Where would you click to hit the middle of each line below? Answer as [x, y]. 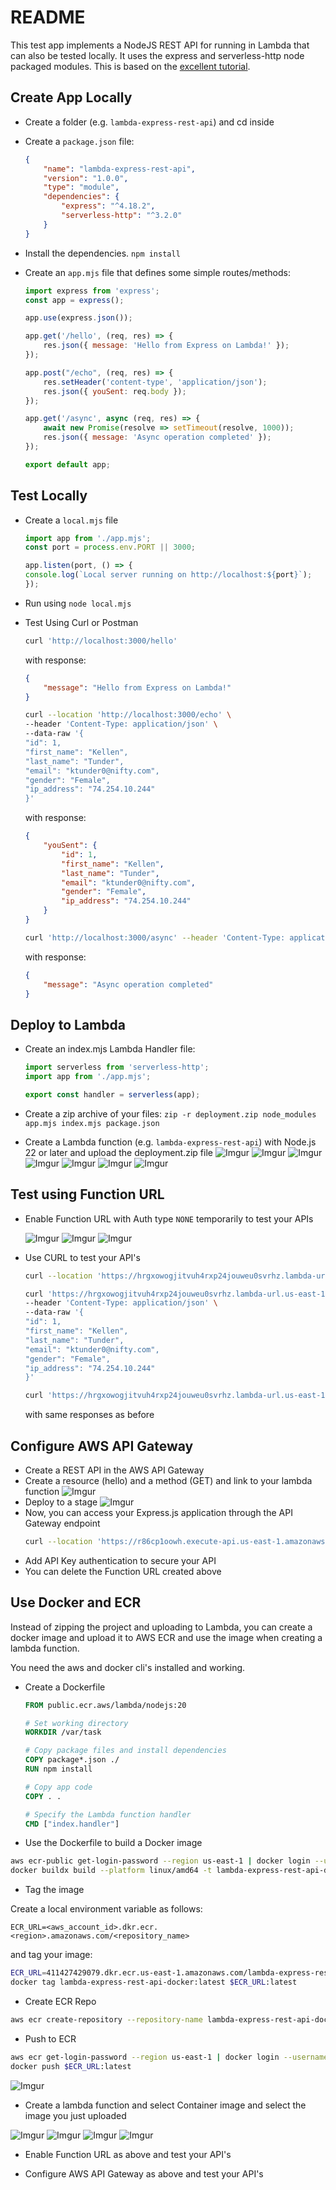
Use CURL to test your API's [82, 1257]
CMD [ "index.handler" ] [72, 1824]
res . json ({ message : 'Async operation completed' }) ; [157, 437]
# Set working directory [76, 1723]
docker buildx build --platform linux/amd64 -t [111, 1871]
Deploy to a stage [61, 1502]
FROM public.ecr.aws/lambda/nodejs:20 [105, 1705]
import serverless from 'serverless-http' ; [117, 1067]
